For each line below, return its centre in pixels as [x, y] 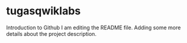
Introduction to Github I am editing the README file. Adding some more [93, 27]
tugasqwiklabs [43, 11]
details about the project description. [52, 33]
